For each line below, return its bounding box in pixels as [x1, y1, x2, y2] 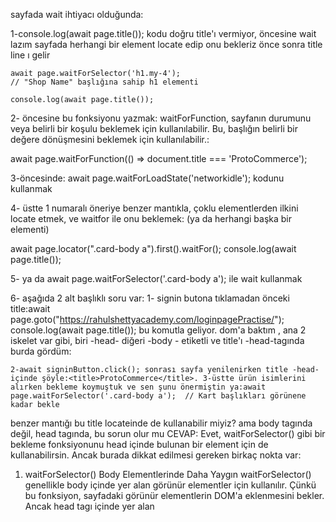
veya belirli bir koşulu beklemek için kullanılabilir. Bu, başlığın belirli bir [10, 123, 298, 134]
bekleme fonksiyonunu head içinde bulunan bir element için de [10, 439, 269, 450]
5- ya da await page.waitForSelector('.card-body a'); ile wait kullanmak [10, 273, 303, 284]
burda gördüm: [10, 345, 72, 357]
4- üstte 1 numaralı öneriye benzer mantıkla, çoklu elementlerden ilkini [10, 202, 299, 214]
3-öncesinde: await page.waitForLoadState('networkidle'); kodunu [10, 172, 285, 184]
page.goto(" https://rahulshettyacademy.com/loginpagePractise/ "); [10, 314, 285, 325]
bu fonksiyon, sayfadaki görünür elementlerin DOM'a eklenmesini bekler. [24, 490, 325, 501]
